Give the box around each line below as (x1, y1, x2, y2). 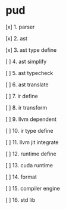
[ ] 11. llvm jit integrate (5, 138, 59, 146)
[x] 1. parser (5, 23, 35, 30)
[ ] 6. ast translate (5, 81, 49, 88)
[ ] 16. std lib (5, 196, 36, 203)
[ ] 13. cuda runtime (5, 161, 53, 169)
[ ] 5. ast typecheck (5, 69, 54, 76)
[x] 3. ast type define (5, 46, 57, 54)
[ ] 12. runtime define (5, 150, 57, 157)
